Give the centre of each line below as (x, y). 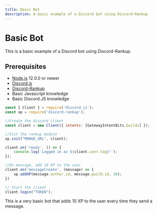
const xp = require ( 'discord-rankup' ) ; (45, 112)
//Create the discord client (34, 121)
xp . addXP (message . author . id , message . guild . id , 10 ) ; (68, 174)
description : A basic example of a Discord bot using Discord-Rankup (77, 14)
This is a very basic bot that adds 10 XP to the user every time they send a (79, 201)
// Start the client (26, 187)
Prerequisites (26, 67)
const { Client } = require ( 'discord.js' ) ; (50, 108)
